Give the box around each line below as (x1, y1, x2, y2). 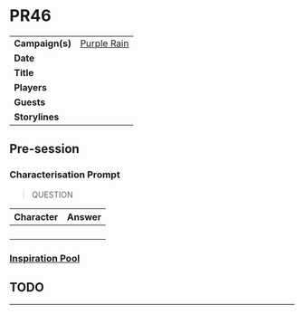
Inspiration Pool (9, 252, 81, 264)
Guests (14, 96, 46, 109)
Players (14, 81, 48, 93)
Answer (66, 210, 102, 223)
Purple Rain (80, 37, 129, 50)
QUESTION (31, 189, 74, 200)
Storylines (14, 110, 60, 123)
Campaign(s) (14, 37, 72, 50)
